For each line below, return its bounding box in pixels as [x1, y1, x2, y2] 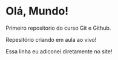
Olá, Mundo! [5, 4, 69, 18]
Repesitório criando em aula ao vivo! [5, 36, 97, 43]
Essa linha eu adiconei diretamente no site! [5, 47, 113, 55]
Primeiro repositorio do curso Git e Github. [5, 24, 111, 32]
